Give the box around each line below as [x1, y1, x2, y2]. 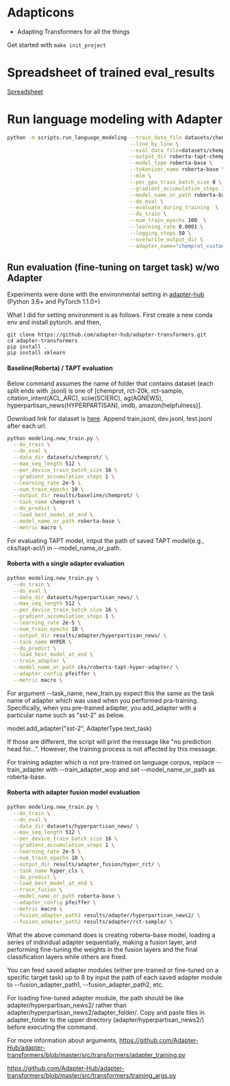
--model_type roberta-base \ [129, 160, 213, 167]
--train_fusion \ [13, 886, 63, 893]
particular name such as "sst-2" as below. [7, 711, 125, 719]
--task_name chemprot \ [13, 498, 81, 505]
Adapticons [7, 5, 75, 21]
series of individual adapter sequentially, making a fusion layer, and [7, 938, 197, 946]
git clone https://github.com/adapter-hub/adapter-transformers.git [7, 331, 207, 339]
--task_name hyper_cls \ [13, 867, 84, 874]
